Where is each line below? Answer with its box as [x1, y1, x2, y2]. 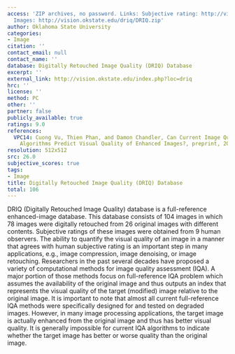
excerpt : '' [7, 69, 42, 76]
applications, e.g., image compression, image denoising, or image [7, 250, 197, 258]
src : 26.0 [7, 153, 36, 161]
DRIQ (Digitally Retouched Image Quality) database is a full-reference [7, 205, 208, 213]
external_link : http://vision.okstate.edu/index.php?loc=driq [7, 75, 192, 83]
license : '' [7, 88, 42, 95]
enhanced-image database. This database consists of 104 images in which [7, 213, 223, 221]
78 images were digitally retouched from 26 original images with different [7, 220, 219, 228]
